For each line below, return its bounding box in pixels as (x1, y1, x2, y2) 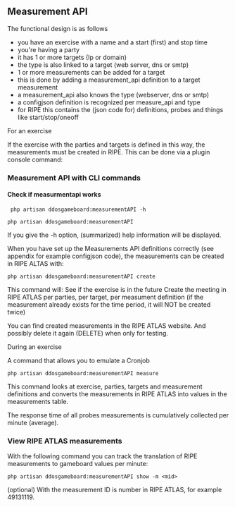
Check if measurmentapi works (7, 190, 101, 199)
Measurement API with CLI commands (7, 173, 141, 183)
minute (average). (7, 418, 59, 427)
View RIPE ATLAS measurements (7, 436, 122, 446)
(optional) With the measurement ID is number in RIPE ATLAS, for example (7, 486, 222, 494)
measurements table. (7, 397, 69, 405)
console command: (7, 155, 63, 164)
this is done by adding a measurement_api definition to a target (17, 75, 201, 84)
